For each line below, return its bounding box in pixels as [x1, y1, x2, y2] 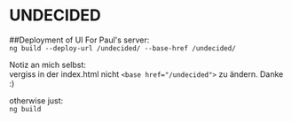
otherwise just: [9, 95, 64, 106]
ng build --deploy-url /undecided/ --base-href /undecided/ [9, 43, 237, 53]
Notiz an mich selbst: [9, 59, 87, 70]
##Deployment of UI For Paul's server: [9, 34, 150, 45]
